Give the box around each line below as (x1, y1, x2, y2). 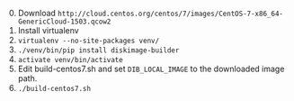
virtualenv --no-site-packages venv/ (17, 36, 160, 45)
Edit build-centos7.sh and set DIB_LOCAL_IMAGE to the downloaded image (17, 63, 285, 74)
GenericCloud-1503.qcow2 (17, 17, 111, 26)
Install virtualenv (17, 25, 79, 35)
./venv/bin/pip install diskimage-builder (17, 46, 180, 55)
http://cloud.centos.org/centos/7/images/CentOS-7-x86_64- (58, 9, 283, 18)
